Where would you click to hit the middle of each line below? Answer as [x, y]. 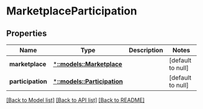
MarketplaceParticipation [72, 11]
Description [146, 50]
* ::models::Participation [88, 81]
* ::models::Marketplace [88, 64]
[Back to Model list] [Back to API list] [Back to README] [76, 100]
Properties [27, 33]
